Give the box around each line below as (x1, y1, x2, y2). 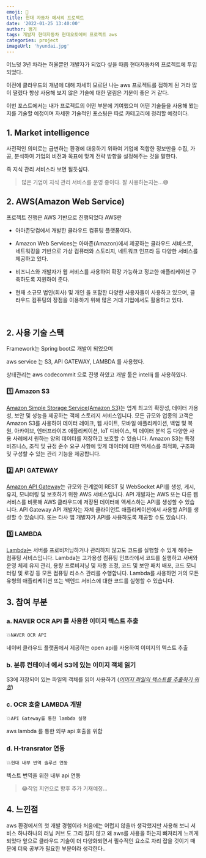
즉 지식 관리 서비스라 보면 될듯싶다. (6, 165, 90, 173)
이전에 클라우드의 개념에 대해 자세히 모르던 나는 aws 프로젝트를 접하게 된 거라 (6, 81, 191, 89)
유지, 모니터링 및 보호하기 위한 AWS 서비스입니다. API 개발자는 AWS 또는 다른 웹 (6, 490, 199, 498)
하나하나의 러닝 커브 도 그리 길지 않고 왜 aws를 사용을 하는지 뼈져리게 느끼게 (17, 829, 199, 837)
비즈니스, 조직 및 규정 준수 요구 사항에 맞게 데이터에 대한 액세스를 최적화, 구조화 (6, 442, 196, 450)
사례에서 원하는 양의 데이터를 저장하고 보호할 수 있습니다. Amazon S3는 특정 (12, 435, 195, 442)
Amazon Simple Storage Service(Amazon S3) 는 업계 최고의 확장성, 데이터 (6, 404, 188, 411)
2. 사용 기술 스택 (6, 327, 64, 338)
